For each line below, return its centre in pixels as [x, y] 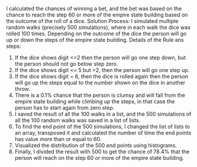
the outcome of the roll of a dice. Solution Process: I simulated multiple [92, 21]
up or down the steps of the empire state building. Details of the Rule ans [95, 40]
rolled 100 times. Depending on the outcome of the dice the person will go [96, 34]
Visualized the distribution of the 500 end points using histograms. [96, 145]
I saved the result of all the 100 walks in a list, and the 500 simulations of [103, 114]
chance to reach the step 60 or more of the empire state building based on [97, 15]
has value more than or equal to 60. [58, 139]
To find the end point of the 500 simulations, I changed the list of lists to [102, 127]
